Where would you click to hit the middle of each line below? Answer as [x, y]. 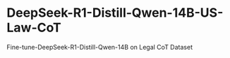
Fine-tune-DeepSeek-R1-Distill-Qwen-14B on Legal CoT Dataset [100, 47]
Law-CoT [34, 28]
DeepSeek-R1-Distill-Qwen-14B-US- [115, 13]
